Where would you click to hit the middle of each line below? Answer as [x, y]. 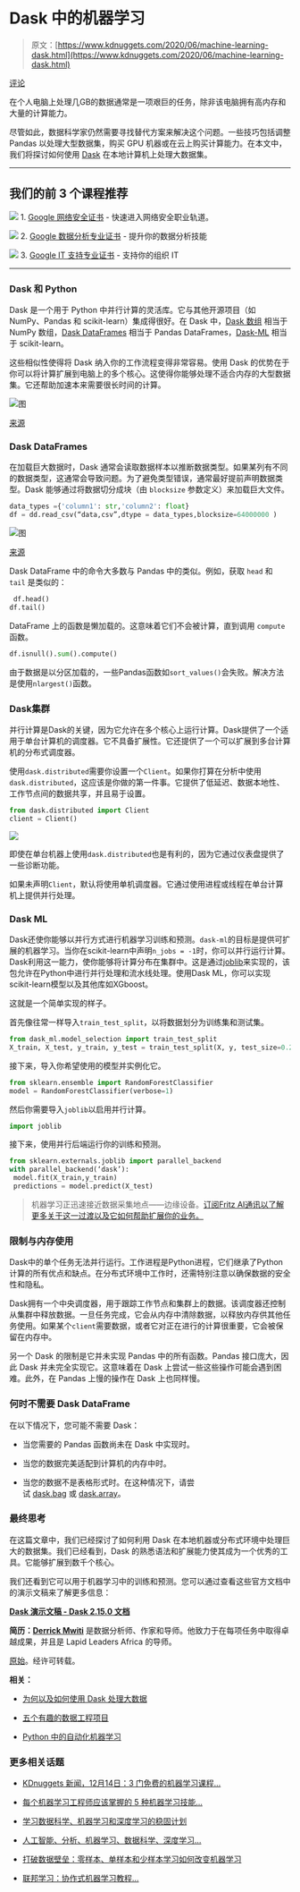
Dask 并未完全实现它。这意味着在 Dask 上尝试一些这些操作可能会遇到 [146, 1367]
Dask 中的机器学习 [77, 18]
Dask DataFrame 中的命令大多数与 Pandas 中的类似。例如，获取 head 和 [142, 571]
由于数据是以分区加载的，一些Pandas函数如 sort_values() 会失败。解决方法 [146, 672]
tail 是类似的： [38, 582]
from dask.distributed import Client [79, 810]
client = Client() [43, 819]
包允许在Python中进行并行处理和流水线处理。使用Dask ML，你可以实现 [140, 973]
